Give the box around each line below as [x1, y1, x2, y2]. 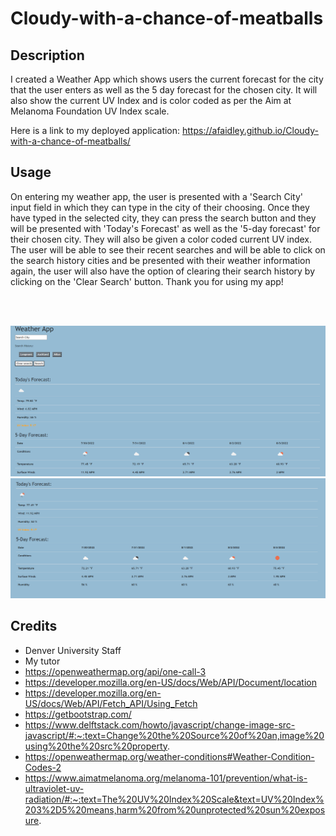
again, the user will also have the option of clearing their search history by [10, 265, 316, 277]
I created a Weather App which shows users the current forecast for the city [10, 73, 324, 85]
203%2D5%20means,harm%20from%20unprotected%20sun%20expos [24, 803, 326, 816]
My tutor [24, 655, 61, 667]
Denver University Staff [24, 644, 122, 656]
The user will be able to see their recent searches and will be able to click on [10, 243, 326, 256]
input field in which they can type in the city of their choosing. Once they [10, 201, 310, 213]
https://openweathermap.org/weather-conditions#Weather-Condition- [24, 750, 315, 762]
